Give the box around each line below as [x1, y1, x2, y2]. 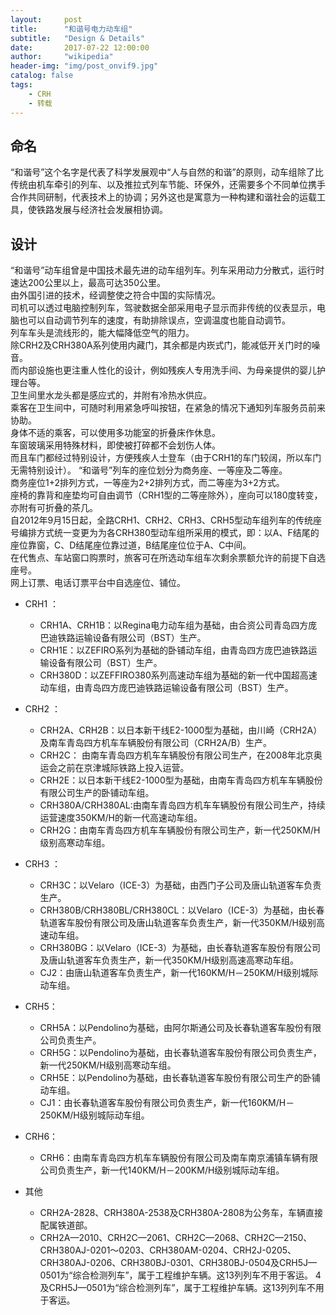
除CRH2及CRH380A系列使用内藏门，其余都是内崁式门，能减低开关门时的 [10, 339, 312, 351]
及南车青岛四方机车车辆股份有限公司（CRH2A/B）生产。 [39, 737, 272, 749]
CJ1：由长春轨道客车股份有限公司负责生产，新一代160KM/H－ [39, 1097, 295, 1109]
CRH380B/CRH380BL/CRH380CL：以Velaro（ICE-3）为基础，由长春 [39, 904, 325, 916]
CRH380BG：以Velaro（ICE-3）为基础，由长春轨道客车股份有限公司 [39, 942, 322, 954]
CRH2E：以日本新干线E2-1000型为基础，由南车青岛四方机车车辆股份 [39, 774, 323, 786]
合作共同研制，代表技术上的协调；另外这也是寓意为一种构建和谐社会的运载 [10, 191, 317, 203]
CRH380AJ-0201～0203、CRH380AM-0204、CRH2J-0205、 [39, 1244, 297, 1256]
